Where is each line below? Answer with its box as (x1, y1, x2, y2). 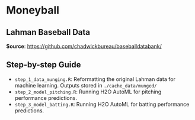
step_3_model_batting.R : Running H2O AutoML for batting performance (14, 100, 190, 108)
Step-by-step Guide (6, 60, 81, 70)
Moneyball (6, 4, 60, 17)
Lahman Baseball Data (6, 27, 91, 37)
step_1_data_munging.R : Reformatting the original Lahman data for (14, 75, 176, 83)
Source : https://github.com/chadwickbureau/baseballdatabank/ (6, 43, 162, 50)
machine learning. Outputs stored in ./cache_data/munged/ (14, 82, 157, 89)
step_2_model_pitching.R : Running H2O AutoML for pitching (14, 88, 162, 95)
